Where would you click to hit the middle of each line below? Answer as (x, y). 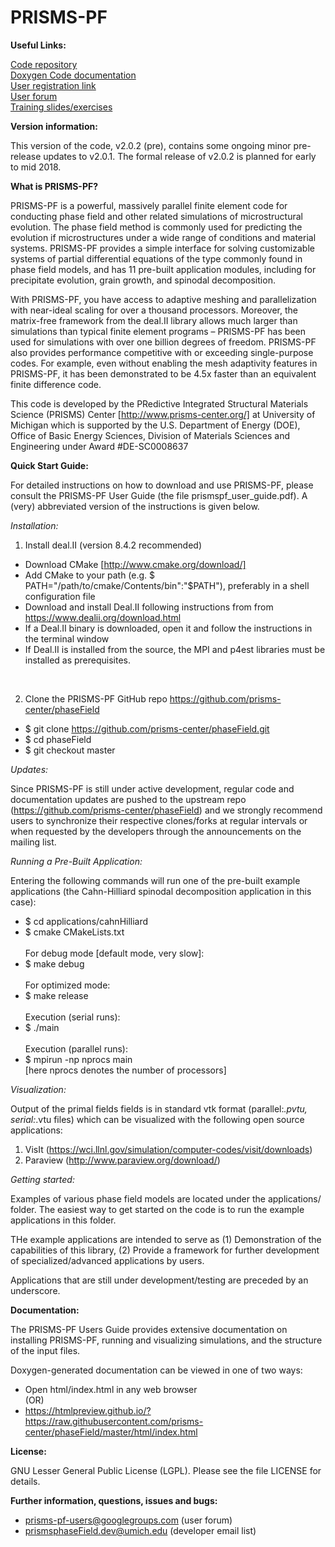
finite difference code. (56, 384)
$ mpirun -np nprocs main (78, 1059)
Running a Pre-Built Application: (76, 861)
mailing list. (33, 842)
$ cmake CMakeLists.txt (74, 932)
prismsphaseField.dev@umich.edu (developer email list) (140, 1530)
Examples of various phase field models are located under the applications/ (166, 1198)
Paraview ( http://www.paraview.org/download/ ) (122, 1160)
